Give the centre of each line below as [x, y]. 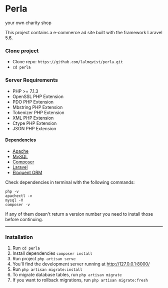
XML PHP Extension [33, 118]
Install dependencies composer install [52, 253]
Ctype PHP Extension [34, 123]
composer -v [17, 205]
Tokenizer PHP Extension [38, 112]
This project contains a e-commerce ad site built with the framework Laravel [84, 32]
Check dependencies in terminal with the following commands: [70, 182]
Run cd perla [26, 248]
